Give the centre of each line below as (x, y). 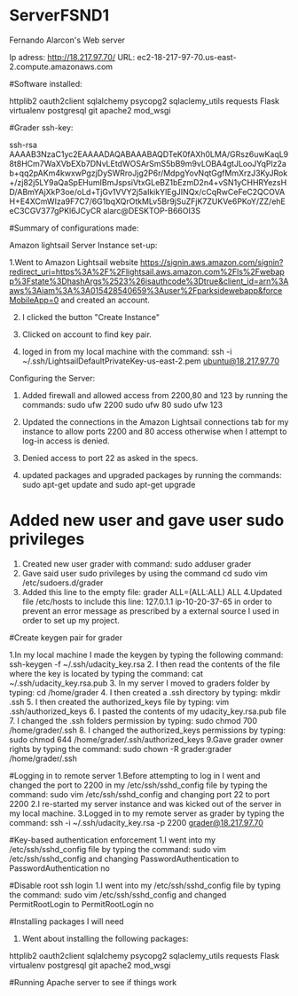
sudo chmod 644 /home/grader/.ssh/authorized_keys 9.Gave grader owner (146, 739)
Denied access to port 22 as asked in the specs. (110, 458)
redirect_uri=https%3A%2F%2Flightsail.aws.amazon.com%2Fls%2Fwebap (147, 271)
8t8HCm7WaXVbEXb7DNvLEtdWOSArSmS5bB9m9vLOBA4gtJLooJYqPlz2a (148, 163)
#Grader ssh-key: (41, 127)
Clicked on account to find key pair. (87, 334)
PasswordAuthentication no (60, 868)
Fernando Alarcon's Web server (67, 40)
